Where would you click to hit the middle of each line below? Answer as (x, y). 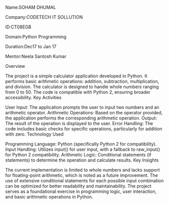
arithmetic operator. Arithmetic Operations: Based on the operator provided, (84, 113)
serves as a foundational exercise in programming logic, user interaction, (81, 191)
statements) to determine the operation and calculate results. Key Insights (82, 160)
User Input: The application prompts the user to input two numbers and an (82, 107)
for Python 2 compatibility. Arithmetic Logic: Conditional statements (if (78, 155)
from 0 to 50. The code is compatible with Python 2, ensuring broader (78, 92)
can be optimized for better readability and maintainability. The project (78, 186)
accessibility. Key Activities (33, 97)
